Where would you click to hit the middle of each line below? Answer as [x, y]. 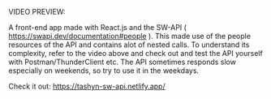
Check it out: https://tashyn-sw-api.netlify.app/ [87, 86]
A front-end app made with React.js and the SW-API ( [97, 27]
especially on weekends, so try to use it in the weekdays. [104, 71]
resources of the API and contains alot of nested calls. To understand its [129, 45]
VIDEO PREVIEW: [37, 12]
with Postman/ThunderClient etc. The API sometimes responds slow [123, 62]
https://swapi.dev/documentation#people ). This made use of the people [130, 36]
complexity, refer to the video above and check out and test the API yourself [136, 53]
